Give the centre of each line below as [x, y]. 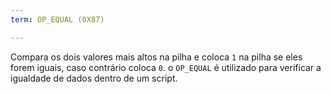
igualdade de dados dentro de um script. [94, 78]
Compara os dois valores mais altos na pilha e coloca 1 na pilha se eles [156, 57]
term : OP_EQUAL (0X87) [57, 19]
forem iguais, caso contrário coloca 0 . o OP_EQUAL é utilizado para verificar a [166, 67]
